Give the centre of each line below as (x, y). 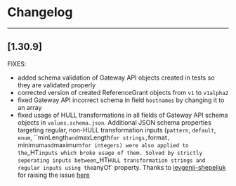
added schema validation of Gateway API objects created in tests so (116, 77)
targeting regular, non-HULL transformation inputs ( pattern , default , (117, 130)
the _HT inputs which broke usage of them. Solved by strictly (110, 152)
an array (29, 107)
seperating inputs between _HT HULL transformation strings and (111, 160)
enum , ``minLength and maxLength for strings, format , (94, 137)
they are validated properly (57, 85)
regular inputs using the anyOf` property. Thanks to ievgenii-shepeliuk (122, 167)
